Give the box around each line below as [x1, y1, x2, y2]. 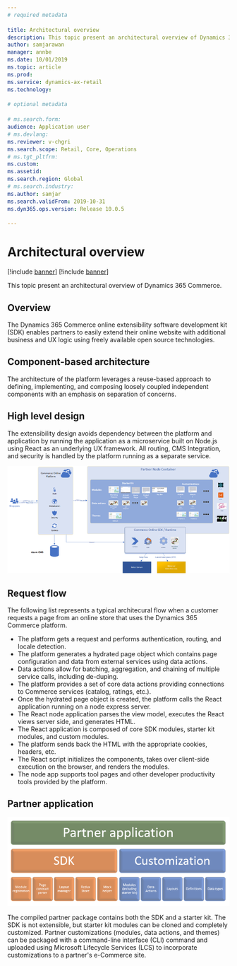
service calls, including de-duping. [17, 673, 119, 681]
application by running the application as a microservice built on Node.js [7, 436, 217, 445]
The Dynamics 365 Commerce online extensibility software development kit [7, 320, 228, 329]
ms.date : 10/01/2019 [7, 57, 68, 64]
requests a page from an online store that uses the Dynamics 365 [7, 614, 197, 622]
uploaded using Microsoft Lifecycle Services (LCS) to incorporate [7, 943, 197, 951]
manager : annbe [7, 49, 52, 56]
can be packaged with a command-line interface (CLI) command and [7, 936, 208, 944]
